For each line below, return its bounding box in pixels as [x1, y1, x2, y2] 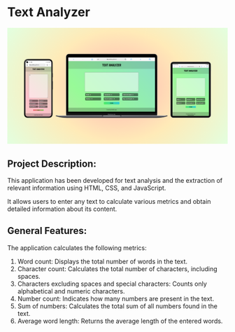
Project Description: [7, 158, 97, 170]
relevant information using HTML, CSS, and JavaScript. [7, 184, 166, 193]
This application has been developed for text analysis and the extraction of [7, 177, 222, 185]
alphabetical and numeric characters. [17, 286, 125, 295]
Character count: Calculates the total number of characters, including [17, 264, 218, 273]
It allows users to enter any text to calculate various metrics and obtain [7, 198, 211, 206]
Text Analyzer [7, 4, 91, 20]
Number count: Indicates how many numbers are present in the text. [17, 294, 215, 303]
